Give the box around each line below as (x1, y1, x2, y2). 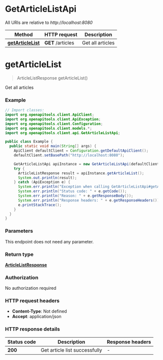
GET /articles (44, 39, 74, 46)
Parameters (5, 228, 33, 235)
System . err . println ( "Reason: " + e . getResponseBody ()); (17, 194, 133, 199)
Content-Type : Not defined (12, 308, 67, 314)
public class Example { (5, 139, 53, 144)
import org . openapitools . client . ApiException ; (5, 117, 101, 121)
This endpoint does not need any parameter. (5, 239, 94, 244)
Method (14, 31, 33, 38)
